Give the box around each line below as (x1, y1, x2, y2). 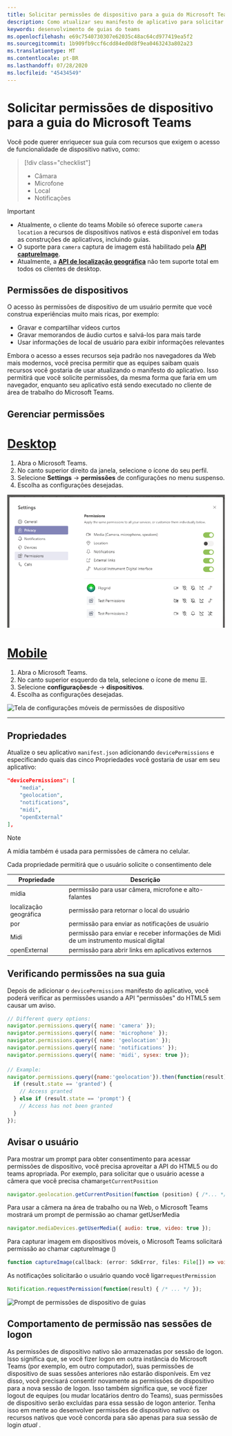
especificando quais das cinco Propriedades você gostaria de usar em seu (7, 756, 220, 764)
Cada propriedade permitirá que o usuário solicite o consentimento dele (7, 860, 212, 868)
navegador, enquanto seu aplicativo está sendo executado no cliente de (7, 381, 212, 390)
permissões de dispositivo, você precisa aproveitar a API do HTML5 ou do (7, 1162, 218, 1170)
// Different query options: (7, 1015, 91, 1022)
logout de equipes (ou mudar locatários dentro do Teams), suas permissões (7, 1391, 223, 1399)
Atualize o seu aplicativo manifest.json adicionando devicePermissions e (7, 748, 215, 756)
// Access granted (19, 1088, 72, 1095)
